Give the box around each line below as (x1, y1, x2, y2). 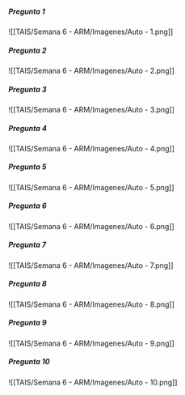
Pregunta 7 (8, 240, 47, 250)
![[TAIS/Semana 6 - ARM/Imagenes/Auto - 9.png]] (8, 338, 175, 348)
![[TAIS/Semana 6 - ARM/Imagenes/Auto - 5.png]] (8, 182, 175, 192)
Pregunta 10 (8, 357, 50, 367)
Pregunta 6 (8, 201, 47, 210)
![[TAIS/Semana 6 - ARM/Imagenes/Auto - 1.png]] (8, 27, 174, 36)
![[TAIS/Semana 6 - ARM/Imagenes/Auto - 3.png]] (8, 104, 175, 114)
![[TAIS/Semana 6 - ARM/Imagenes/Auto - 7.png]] (8, 260, 174, 270)
